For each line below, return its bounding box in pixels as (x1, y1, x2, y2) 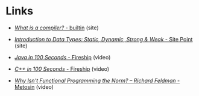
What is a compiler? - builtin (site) (14, 24, 99, 31)
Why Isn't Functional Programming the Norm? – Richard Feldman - (14, 77, 180, 84)
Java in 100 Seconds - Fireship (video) (14, 53, 111, 61)
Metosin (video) (14, 83, 54, 91)
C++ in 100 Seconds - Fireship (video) (14, 65, 110, 73)
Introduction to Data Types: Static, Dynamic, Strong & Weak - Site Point (14, 35, 193, 43)
